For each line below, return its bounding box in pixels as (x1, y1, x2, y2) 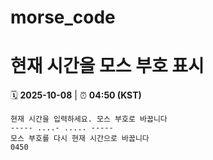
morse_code (10, 6, 116, 29)
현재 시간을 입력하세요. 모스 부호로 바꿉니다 (10, 114, 168, 125)
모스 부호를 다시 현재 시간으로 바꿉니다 (10, 134, 150, 144)
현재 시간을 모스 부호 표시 (10, 55, 205, 78)
